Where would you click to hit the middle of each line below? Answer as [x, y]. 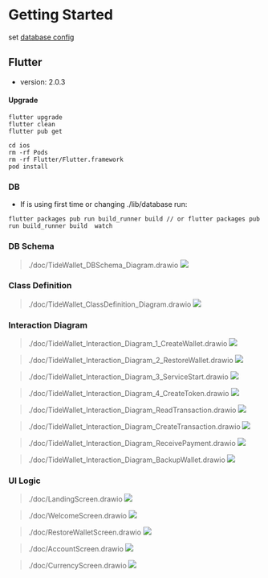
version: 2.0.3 [43, 81]
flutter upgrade [35, 117]
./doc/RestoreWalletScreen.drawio [85, 532]
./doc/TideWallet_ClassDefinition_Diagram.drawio [110, 304]
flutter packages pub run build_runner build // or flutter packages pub [134, 219]
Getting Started [61, 15]
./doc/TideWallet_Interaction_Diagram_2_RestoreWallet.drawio [131, 361]
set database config [41, 37]
